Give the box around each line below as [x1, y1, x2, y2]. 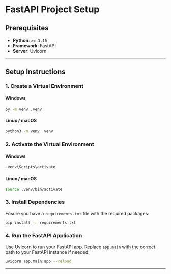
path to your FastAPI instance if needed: [5, 249, 90, 255]
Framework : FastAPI [12, 43, 56, 49]
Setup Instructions [5, 67, 66, 76]
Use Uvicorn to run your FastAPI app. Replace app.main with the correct [5, 244, 156, 250]
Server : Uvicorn [12, 48, 47, 54]
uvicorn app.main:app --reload [5, 259, 72, 264]
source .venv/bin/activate [5, 187, 63, 192]
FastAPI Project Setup [5, 4, 100, 15]
